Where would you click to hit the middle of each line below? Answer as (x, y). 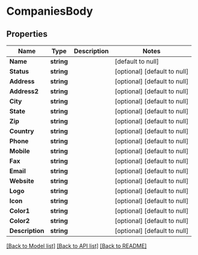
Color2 (20, 221)
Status (19, 71)
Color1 (20, 211)
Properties (27, 34)
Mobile (20, 151)
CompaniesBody (50, 11)
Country (22, 131)
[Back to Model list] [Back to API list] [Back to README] (77, 246)
